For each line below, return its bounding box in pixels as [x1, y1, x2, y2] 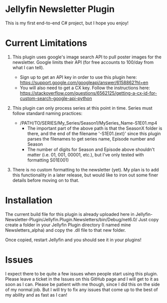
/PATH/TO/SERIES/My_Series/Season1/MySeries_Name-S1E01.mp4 [19, 120, 158, 126]
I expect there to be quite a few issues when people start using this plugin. [5, 271, 158, 277]
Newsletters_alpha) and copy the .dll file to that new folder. [5, 227, 126, 233]
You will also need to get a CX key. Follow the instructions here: [19, 85, 151, 91]
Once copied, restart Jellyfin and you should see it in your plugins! [5, 237, 142, 243]
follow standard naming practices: [12, 110, 83, 116]
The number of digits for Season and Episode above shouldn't [27, 146, 155, 152]
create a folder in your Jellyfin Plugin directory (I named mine [5, 222, 131, 228]
